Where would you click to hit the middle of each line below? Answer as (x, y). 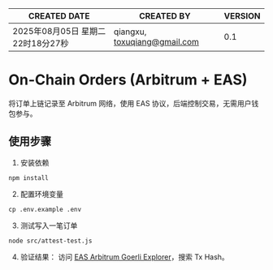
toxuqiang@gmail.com (156, 42)
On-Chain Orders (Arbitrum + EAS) (128, 80)
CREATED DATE (59, 16)
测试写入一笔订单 (49, 225)
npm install (28, 178)
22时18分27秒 (41, 43)
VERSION (242, 16)
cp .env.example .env (45, 209)
